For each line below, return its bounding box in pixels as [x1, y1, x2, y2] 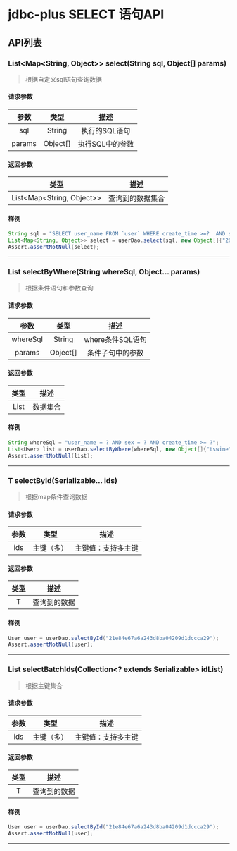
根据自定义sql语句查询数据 [25, 75, 103, 83]
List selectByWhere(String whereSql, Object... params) [8, 267, 200, 277]
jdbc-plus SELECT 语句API [8, 6, 165, 23]
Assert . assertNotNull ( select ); [8, 244, 100, 251]
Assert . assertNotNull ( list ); [8, 452, 94, 459]
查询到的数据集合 [108, 193, 165, 203]
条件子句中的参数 [87, 348, 144, 357]
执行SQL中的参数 [77, 139, 134, 149]
